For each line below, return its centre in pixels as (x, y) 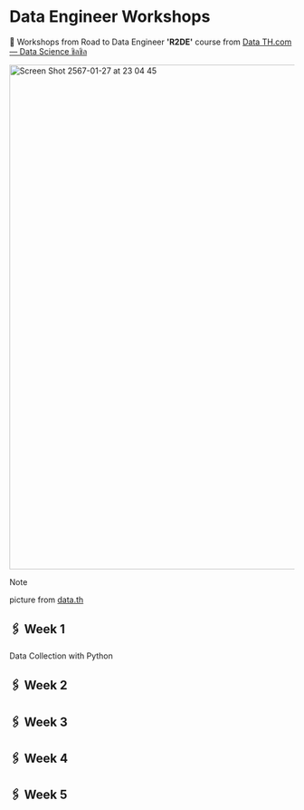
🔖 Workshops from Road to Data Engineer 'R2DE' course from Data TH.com (151, 42)
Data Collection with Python (61, 656)
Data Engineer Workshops (110, 17)
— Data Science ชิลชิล (48, 51)
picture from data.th (47, 600)
